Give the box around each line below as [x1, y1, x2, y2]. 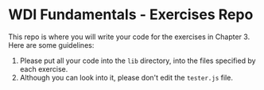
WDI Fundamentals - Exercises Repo [8, 6, 254, 24]
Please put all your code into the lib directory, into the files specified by [19, 56, 256, 65]
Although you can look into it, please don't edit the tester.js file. [19, 72, 233, 82]
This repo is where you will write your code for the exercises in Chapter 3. [8, 32, 250, 41]
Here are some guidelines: [8, 40, 95, 49]
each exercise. [19, 64, 68, 73]
